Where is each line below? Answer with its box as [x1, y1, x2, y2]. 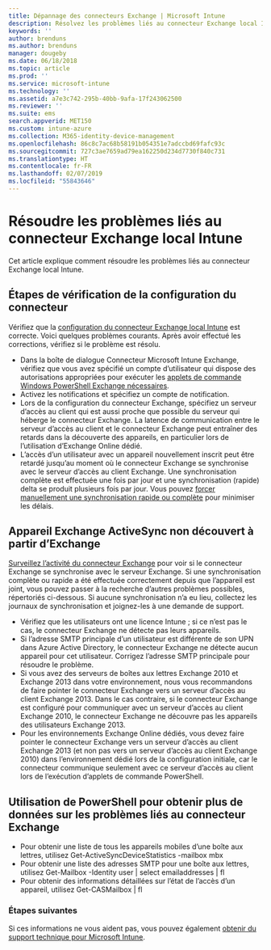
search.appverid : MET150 [8, 117, 92, 125]
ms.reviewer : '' [8, 102, 63, 110]
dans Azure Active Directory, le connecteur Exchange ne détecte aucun [19, 643, 258, 652]
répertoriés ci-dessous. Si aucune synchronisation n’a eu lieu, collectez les [8, 593, 257, 602]
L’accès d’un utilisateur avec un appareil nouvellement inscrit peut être [19, 450, 255, 459]
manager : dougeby [8, 49, 67, 57]
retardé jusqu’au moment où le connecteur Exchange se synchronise [19, 458, 249, 467]
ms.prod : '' [8, 72, 48, 80]
